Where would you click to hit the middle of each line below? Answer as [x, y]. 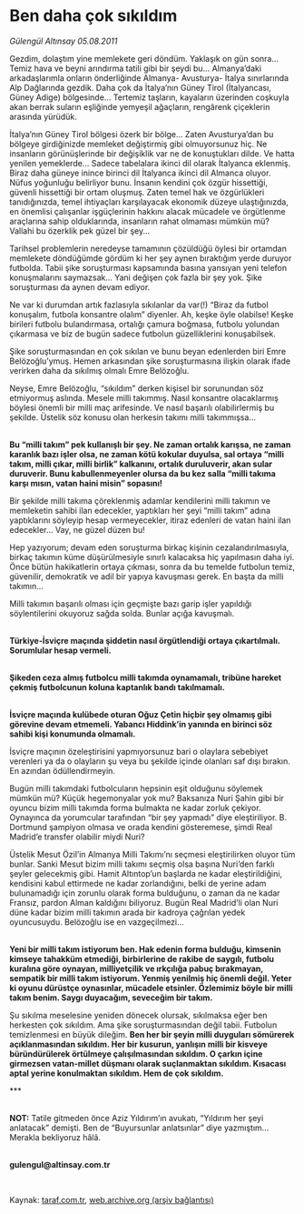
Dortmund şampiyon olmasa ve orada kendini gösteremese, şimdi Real [141, 827]
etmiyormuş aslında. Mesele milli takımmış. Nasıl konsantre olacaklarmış [144, 397]
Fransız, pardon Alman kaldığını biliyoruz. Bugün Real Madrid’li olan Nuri [144, 902]
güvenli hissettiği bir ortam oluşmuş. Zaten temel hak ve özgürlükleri [137, 192]
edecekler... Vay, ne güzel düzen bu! [77, 529]
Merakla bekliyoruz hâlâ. [55, 1137]
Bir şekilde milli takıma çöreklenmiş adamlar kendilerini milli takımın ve [140, 500]
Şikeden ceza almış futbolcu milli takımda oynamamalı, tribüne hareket [146, 677]
